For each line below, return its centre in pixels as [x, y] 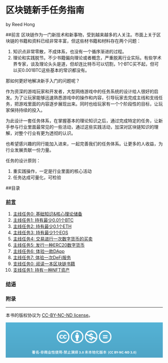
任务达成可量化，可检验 [37, 177]
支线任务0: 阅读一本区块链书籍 [44, 264]
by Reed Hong [20, 24]
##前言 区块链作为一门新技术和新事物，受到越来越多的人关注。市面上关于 [81, 34]
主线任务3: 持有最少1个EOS [41, 233]
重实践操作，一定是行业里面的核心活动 [52, 171]
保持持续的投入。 [27, 110]
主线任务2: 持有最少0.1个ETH [42, 226]
